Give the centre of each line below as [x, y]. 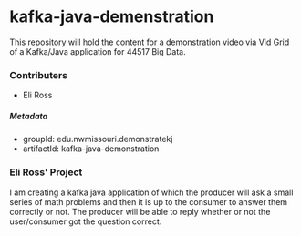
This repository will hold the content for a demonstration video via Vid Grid [150, 42]
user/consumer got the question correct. [86, 221]
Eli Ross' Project [46, 172]
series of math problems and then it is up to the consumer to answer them [149, 201]
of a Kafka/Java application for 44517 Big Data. [98, 51]
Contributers [39, 75]
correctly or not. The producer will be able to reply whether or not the [140, 211]
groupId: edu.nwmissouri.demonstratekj [98, 139]
